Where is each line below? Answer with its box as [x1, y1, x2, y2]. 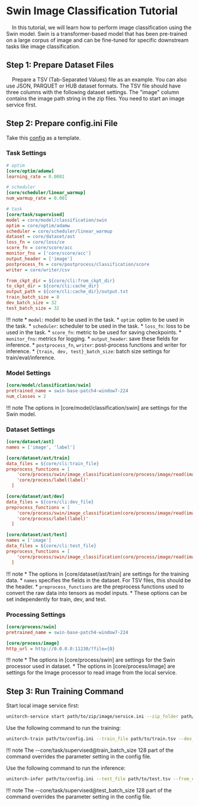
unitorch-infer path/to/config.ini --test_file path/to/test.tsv [6, 776, 171, 782]
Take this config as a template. [6, 134, 81, 141]
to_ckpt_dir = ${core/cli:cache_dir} [6, 283, 99, 289]
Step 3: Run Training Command [6, 686, 124, 697]
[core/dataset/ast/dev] [6, 494, 65, 500]
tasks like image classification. [6, 43, 81, 50]
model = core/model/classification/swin [6, 217, 108, 223]
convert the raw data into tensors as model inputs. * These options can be [6, 589, 188, 596]
